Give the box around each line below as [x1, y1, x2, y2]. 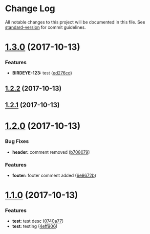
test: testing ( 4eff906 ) [12, 223, 58, 229]
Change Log [5, 3, 55, 14]
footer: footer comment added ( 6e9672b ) [12, 172, 97, 178]
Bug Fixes [5, 138, 29, 145]
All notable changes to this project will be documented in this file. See [5, 19, 146, 25]
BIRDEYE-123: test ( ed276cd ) [12, 70, 72, 76]
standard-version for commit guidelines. [5, 24, 86, 30]
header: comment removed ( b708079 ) [12, 149, 90, 155]
